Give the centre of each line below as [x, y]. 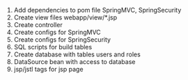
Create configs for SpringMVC [57, 32]
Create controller [38, 25]
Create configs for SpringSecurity [62, 40]
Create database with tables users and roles [77, 54]
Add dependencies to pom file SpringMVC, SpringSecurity [97, 10]
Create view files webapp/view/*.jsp [65, 17]
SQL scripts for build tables [53, 47]
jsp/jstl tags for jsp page [48, 69]
